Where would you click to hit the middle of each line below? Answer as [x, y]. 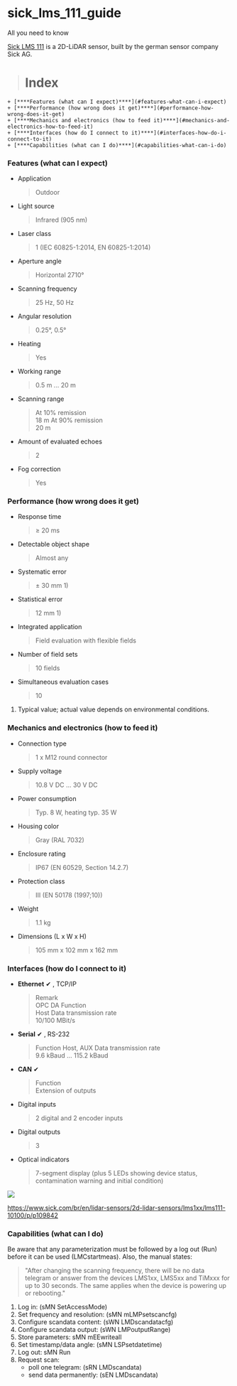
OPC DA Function [61, 1005]
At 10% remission [61, 413]
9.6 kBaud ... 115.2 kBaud [72, 1055]
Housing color [38, 826]
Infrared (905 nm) [61, 220]
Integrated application [50, 627]
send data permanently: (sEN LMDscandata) [93, 1375]
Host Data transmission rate [76, 1013]
